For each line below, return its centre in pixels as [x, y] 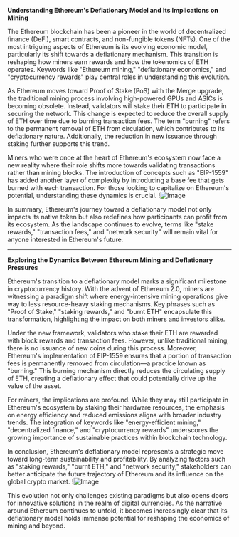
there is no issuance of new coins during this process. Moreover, [102, 348]
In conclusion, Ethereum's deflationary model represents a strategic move [116, 451]
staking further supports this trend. [59, 144]
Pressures [23, 267]
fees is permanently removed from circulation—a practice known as [107, 363]
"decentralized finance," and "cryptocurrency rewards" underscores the [113, 430]
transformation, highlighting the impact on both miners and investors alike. [116, 319]
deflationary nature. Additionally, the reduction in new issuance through [112, 136]
